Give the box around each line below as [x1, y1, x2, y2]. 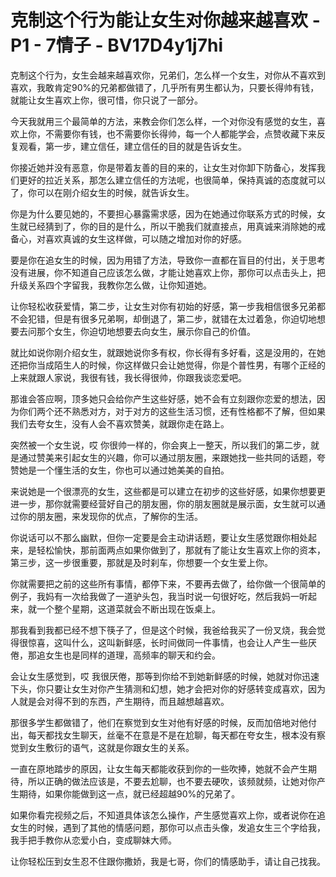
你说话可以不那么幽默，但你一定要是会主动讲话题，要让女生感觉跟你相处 [10, 531, 308, 543]
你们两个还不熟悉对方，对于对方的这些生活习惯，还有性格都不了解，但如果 [18, 405, 326, 417]
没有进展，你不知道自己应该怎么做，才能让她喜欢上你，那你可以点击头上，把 [10, 266, 326, 278]
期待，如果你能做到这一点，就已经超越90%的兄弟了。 [18, 787, 241, 800]
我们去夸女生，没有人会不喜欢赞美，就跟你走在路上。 [10, 417, 230, 430]
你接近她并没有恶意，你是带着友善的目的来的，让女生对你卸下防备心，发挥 [10, 161, 317, 173]
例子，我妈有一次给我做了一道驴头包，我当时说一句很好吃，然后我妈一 [10, 590, 300, 602]
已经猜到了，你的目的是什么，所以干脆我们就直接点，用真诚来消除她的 [27, 220, 317, 232]
